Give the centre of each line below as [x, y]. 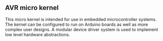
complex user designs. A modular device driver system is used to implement [81, 29]
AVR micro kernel [32, 8]
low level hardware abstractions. [38, 34]
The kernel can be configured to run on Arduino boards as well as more [77, 24]
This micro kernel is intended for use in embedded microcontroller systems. [81, 19]
